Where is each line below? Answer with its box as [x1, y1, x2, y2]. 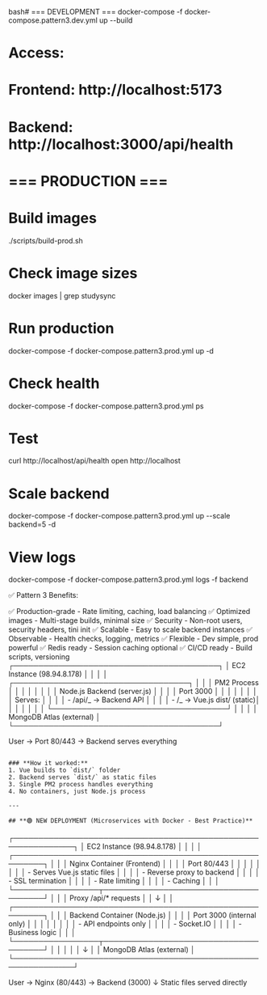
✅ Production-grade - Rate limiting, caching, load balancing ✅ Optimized [8, 607, 251, 616]
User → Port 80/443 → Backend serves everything [8, 736, 177, 747]
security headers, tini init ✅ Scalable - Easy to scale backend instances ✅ [8, 625, 252, 634]
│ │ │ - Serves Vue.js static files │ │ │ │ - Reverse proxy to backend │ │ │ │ [8, 867, 261, 877]
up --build [99, 15, 133, 25]
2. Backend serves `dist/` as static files [8, 773, 157, 781]
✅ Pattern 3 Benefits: [8, 591, 79, 600]
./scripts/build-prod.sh [8, 235, 83, 245]
